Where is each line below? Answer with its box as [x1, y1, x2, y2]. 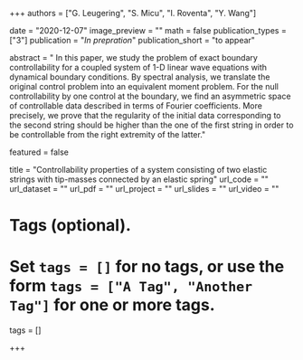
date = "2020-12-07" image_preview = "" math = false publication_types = [9, 25, 287, 35]
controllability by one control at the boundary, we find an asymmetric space [9, 90, 291, 101]
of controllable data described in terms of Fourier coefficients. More [9, 100, 262, 111]
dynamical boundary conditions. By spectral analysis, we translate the [9, 71, 270, 82]
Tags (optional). [9, 215, 131, 236]
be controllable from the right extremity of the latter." [9, 129, 206, 139]
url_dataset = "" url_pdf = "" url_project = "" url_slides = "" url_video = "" [9, 184, 279, 194]
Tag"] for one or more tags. [9, 295, 215, 316]
